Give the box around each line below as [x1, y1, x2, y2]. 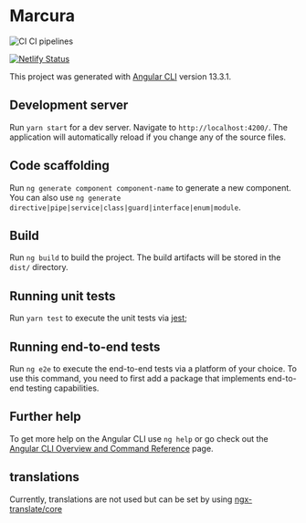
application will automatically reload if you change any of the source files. [9, 131, 286, 142]
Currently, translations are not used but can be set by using [9, 494, 233, 505]
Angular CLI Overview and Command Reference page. [9, 443, 214, 454]
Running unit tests [9, 288, 116, 304]
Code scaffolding [9, 158, 110, 173]
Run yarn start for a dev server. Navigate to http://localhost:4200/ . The [9, 121, 288, 132]
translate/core [9, 503, 62, 514]
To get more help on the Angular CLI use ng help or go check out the [9, 433, 269, 444]
